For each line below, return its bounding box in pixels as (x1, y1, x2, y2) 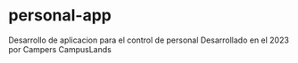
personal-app (8, 5, 112, 26)
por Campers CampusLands (8, 43, 112, 54)
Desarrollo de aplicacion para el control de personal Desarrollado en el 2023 (8, 35, 289, 45)
